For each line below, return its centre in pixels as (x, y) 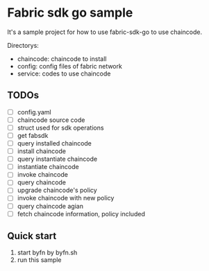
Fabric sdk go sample (70, 13)
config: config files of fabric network (70, 66)
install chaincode (41, 151)
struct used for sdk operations (60, 128)
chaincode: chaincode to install (62, 59)
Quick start (32, 236)
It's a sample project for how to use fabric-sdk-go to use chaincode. (105, 32)
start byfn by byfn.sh (47, 253)
